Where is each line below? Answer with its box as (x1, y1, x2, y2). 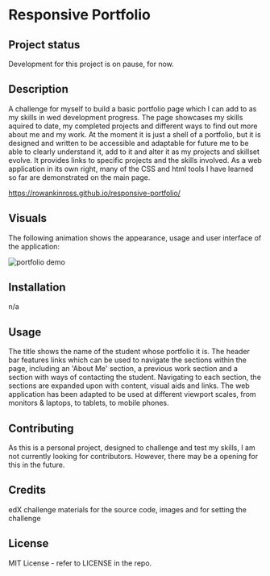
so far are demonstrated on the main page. (8, 172, 151, 182)
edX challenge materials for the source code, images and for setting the (8, 504, 247, 514)
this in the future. (8, 460, 65, 470)
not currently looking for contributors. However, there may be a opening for (8, 452, 259, 461)
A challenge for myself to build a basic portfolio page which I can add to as (8, 103, 257, 114)
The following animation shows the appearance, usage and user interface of (8, 232, 262, 243)
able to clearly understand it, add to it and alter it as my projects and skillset (8, 147, 260, 157)
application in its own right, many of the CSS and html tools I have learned (8, 164, 254, 173)
